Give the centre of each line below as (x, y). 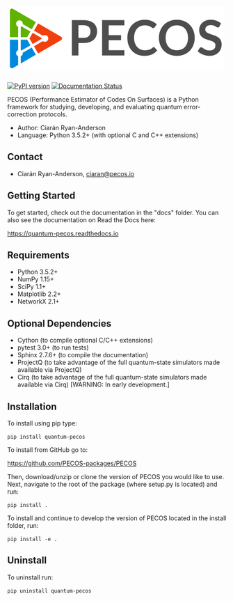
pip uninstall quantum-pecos (49, 591)
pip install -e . (32, 539)
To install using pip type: (42, 423)
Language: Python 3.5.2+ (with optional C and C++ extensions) (108, 135)
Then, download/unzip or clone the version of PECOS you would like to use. (116, 477)
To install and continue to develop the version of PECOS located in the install (117, 518)
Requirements (38, 255)
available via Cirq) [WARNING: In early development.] (94, 384)
